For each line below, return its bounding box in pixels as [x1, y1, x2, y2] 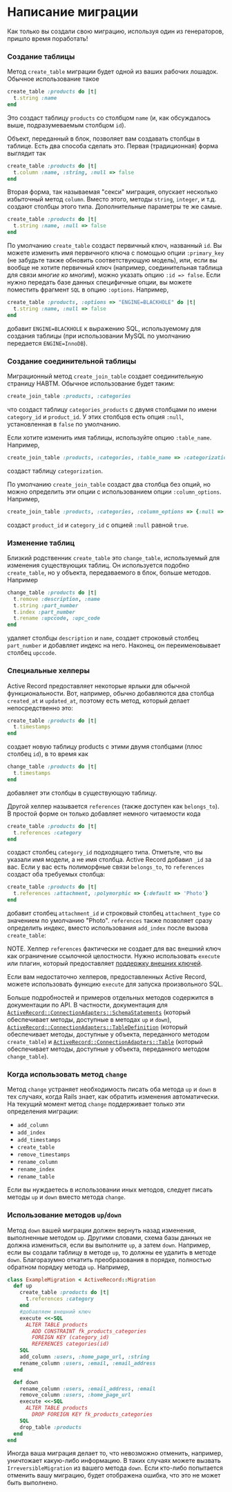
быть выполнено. [7, 1479, 59, 1487]
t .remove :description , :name [13, 595, 100, 602]
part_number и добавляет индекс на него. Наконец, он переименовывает [7, 641, 221, 649]
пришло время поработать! [7, 34, 88, 42]
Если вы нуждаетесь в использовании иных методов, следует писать [7, 1185, 213, 1194]
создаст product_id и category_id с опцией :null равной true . [7, 521, 188, 529]
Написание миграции [7, 4, 139, 20]
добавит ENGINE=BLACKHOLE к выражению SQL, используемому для [7, 324, 202, 332]
